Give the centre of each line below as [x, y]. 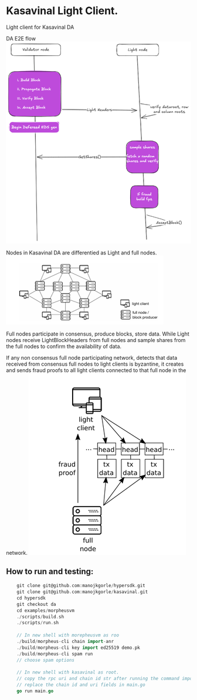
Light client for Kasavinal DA [40, 27]
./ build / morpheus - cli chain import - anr [65, 642]
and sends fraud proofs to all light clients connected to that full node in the [96, 370]
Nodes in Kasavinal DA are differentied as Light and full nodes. [81, 253]
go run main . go [35, 691]
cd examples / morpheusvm [46, 610]
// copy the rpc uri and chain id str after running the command [98, 679]
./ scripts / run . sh [38, 623]
